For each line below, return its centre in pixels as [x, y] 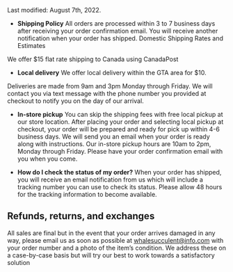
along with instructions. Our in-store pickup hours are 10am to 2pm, [114, 144]
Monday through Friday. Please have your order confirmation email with [120, 151]
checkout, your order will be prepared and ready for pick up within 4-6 [119, 129]
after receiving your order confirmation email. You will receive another [118, 31]
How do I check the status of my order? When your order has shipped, [119, 172]
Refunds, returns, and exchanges [81, 216]
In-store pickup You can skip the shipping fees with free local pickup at [120, 114]
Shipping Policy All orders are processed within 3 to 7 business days [116, 23]
